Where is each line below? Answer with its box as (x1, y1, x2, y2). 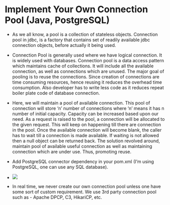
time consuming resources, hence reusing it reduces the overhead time (12, 79, 162, 85)
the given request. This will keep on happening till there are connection (12, 121, 161, 127)
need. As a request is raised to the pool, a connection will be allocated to (12, 116, 165, 122)
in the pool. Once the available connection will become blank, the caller (12, 126, 162, 133)
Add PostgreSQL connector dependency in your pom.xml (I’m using (12, 158, 154, 164)
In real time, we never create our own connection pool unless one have (12, 183, 161, 189)
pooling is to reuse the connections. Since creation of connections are (12, 73, 160, 80)
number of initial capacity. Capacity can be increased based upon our (12, 111, 159, 117)
